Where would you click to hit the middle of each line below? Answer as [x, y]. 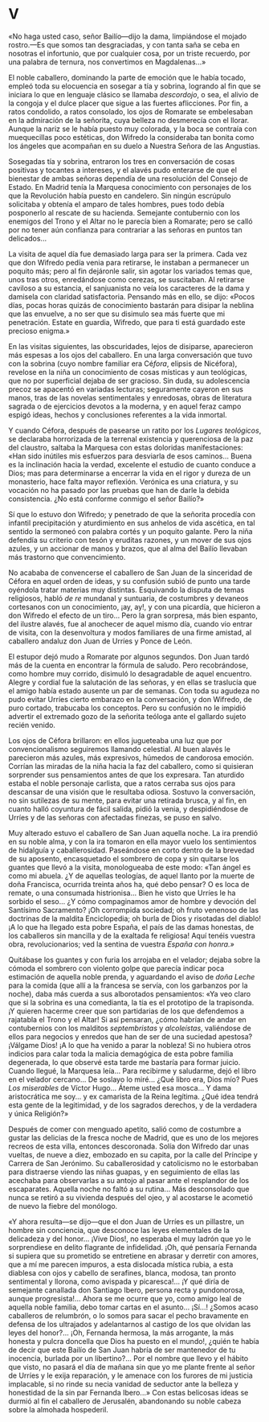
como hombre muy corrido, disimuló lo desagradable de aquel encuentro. [130, 673]
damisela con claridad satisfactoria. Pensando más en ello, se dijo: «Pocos [132, 296]
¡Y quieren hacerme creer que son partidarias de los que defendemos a [126, 1011]
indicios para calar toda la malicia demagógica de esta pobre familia [121, 1054]
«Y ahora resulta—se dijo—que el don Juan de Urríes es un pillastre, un [126, 1221]
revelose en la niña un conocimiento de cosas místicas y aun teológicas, [128, 372]
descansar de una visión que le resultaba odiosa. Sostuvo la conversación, [132, 791]
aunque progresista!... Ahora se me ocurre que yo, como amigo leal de [125, 1298]
